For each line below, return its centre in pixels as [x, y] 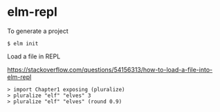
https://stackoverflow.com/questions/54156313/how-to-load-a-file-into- [110, 69]
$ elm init [23, 43]
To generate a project [38, 31]
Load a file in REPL [34, 56]
